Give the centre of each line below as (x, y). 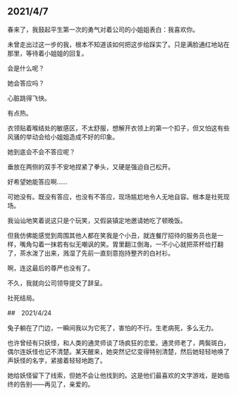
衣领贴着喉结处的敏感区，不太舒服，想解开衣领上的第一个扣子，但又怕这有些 (119, 128)
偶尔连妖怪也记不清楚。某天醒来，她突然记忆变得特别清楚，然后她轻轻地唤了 (119, 351)
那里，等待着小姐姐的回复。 (48, 53)
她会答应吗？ (26, 83)
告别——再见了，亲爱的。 (56, 384)
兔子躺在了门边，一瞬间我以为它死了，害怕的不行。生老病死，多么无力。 (112, 327)
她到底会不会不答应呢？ (41, 151)
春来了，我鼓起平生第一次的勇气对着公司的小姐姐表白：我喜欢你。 (103, 29)
